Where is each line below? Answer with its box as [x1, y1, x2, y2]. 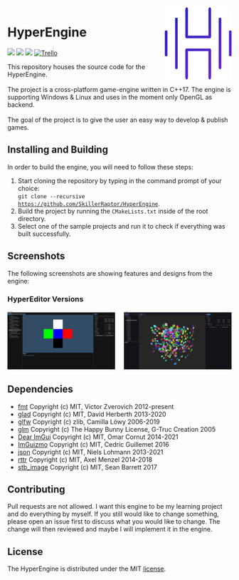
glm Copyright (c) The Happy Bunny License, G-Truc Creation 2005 [17, 425, 216, 433]
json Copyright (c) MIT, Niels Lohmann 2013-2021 [17, 447, 164, 456]
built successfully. [17, 229, 71, 238]
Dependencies [7, 383, 73, 395]
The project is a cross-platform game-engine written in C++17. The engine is [7, 85, 231, 93]
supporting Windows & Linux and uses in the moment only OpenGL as [7, 93, 213, 101]
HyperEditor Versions [7, 294, 84, 304]
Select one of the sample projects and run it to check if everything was [17, 222, 225, 230]
